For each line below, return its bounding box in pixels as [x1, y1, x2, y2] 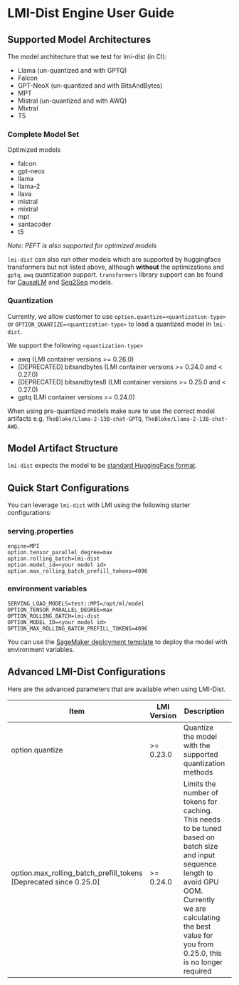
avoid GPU [184, 877, 219, 887]
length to [184, 868, 213, 878]
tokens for [184, 797, 218, 807]
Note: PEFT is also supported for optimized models [7, 241, 157, 250]
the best [184, 922, 211, 932]
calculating [184, 912, 221, 922]
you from [184, 939, 214, 949]
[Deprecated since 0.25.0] [11, 877, 100, 887]
